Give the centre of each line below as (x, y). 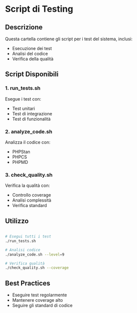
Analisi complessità (32, 200)
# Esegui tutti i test (28, 236)
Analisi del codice (30, 53)
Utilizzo (17, 221)
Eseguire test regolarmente (39, 295)
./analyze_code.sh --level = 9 (35, 254)
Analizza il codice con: (28, 142)
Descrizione (24, 27)
